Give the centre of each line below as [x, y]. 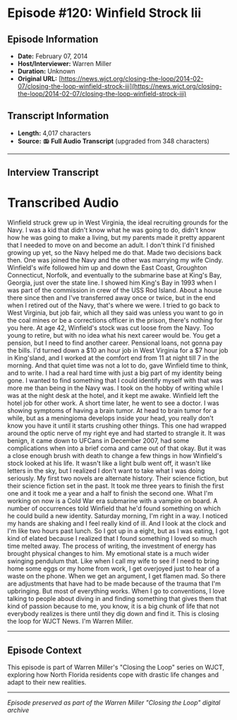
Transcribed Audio [63, 203]
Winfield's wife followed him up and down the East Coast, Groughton [107, 268]
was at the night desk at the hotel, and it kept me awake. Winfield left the [113, 396]
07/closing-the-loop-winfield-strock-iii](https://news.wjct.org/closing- [120, 86]
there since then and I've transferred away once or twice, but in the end [112, 298]
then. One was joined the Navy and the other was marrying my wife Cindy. [115, 261]
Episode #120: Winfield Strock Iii [104, 13]
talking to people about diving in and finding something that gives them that [117, 599]
